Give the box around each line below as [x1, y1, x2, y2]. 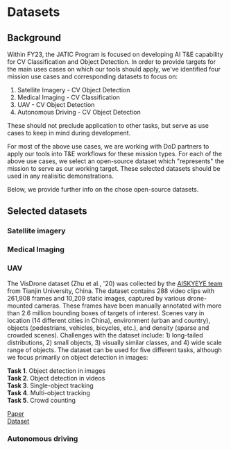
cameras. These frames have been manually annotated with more [34, 301, 222, 310]
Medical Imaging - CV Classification [17, 93, 120, 101]
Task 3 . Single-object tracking [7, 381, 94, 390]
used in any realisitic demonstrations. [7, 172, 114, 180]
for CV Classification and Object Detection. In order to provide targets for [7, 58, 216, 66]
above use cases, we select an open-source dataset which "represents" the [7, 157, 224, 165]
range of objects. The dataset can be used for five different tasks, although [7, 345, 222, 354]
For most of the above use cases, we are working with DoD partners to [7, 142, 209, 150]
